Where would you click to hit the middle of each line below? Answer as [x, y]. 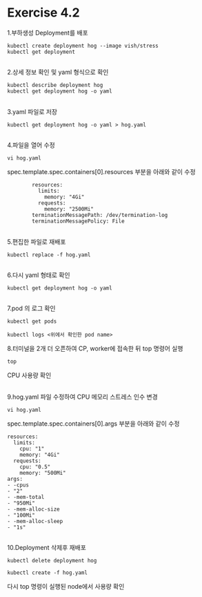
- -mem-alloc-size [33, 509]
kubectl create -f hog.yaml [48, 573]
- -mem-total [26, 497]
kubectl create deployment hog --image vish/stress [83, 46]
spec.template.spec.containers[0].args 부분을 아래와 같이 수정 [93, 424]
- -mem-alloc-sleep [35, 521]
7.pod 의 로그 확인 [31, 308]
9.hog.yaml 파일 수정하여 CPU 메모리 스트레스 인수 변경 [83, 397]
